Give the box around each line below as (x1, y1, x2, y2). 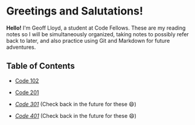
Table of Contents (6, 61, 75, 71)
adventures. (6, 43, 36, 51)
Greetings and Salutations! (6, 4, 144, 18)
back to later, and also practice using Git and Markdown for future (6, 37, 170, 44)
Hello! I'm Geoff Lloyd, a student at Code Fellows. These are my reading (6, 24, 186, 31)
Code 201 (14, 89, 39, 96)
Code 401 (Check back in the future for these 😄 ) (14, 112, 137, 119)
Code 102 (14, 77, 39, 84)
